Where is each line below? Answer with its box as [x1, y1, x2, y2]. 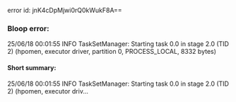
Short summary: [7, 63, 57, 72]
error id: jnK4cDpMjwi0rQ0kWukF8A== [7, 6, 122, 14]
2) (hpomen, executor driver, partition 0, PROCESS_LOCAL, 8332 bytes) [7, 47, 217, 56]
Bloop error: [7, 23, 49, 33]
